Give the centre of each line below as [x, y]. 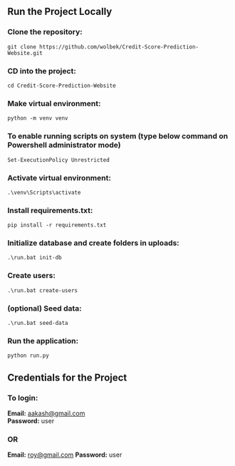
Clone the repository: [45, 32]
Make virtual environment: [54, 103]
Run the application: [43, 341]
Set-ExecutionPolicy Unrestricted [59, 160]
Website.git [25, 53]
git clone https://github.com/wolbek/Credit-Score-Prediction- [103, 47]
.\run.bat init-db [35, 258]
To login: [23, 398]
